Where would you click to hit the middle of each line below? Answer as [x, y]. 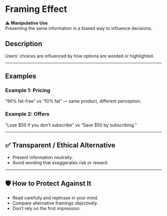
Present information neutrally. [42, 157]
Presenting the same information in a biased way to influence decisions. [79, 28]
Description [24, 44]
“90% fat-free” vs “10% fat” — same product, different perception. [73, 101]
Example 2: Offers [27, 114]
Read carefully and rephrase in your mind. [55, 198]
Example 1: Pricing [28, 91]
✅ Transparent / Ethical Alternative [60, 145]
